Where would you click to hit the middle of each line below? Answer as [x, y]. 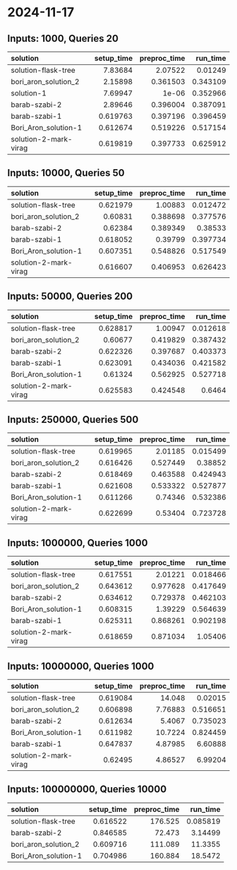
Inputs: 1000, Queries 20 [63, 39]
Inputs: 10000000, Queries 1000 [81, 666]
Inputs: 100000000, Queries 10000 [87, 789]
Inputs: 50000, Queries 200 [70, 297]
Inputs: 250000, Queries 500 [73, 420]
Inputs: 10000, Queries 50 [66, 173]
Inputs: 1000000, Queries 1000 [78, 543]
